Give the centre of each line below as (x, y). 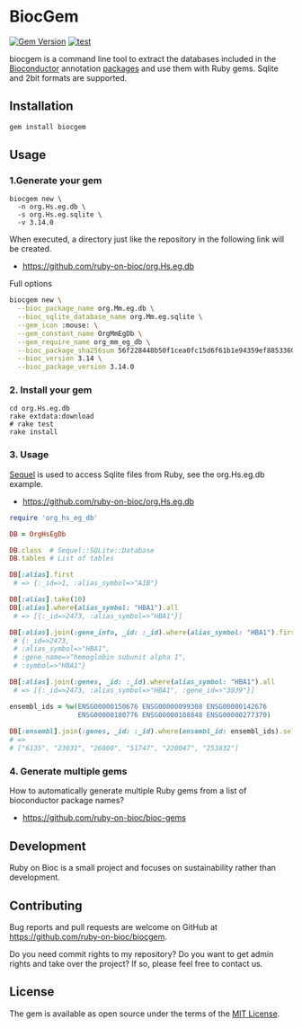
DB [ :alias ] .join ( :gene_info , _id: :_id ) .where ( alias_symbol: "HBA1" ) (142, 632)
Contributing (46, 905)
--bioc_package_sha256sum (66, 350)
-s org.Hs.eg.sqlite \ (60, 215)
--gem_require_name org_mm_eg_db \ (84, 342)
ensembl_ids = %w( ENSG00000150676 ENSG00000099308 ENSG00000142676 (138, 706)
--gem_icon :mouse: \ (58, 325)
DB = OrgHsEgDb (38, 534)
